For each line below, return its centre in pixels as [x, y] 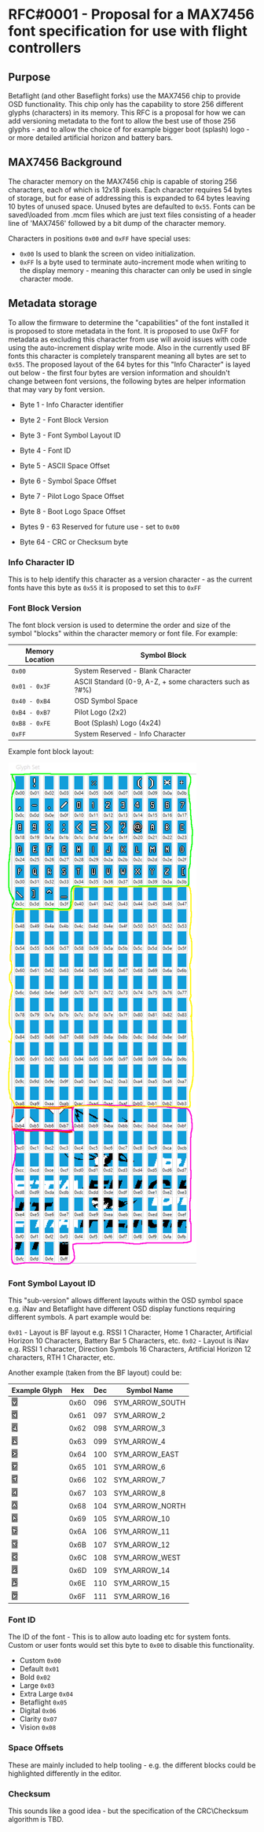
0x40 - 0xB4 [31, 702]
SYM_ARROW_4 [140, 1441]
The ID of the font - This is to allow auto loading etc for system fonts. [119, 1637]
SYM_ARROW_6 [140, 1467]
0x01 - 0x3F [31, 686]
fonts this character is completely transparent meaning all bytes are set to [127, 356]
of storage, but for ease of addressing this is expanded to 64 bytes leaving [129, 198]
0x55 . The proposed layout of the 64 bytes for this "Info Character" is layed [129, 364]
